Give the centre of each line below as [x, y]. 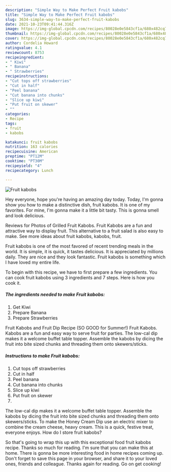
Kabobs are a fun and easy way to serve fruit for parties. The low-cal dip [81, 333]
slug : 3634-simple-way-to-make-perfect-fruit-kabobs [62, 19]
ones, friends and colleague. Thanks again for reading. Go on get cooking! [83, 464]
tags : [11, 123]
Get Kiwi [21, 307]
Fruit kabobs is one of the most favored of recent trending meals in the [79, 246]
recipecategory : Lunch [29, 170]
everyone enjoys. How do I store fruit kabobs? [53, 432]
